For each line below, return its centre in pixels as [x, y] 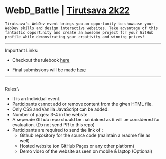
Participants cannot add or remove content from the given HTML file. [83, 104]
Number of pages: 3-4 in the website [50, 114]
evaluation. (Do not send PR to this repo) [53, 125]
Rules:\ [12, 89]
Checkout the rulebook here [41, 60]
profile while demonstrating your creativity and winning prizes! [75, 37]
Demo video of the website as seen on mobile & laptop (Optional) [86, 151]
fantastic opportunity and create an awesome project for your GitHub [79, 32]
